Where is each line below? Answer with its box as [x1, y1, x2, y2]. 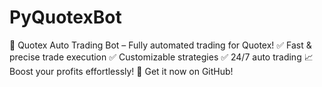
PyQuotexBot [9, 6, 122, 29]
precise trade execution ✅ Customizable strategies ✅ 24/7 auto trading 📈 [9, 51, 314, 63]
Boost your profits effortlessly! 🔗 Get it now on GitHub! [9, 65, 234, 77]
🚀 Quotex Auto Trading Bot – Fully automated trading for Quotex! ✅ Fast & [9, 39, 312, 51]
